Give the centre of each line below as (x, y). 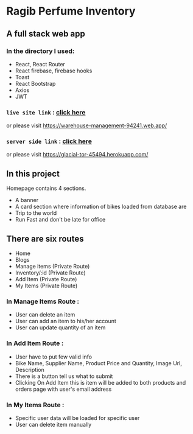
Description (30, 369)
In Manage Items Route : (43, 301)
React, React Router (40, 64)
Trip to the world (36, 213)
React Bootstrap (35, 83)
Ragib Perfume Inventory (71, 11)
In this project (33, 174)
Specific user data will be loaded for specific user (77, 418)
